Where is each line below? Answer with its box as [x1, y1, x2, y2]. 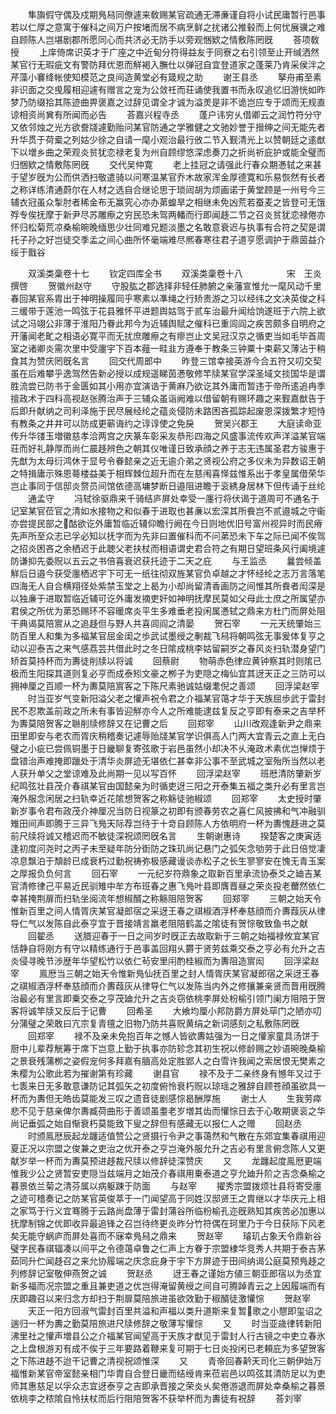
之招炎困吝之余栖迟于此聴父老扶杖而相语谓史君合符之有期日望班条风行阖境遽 [10, 543, 326, 554]
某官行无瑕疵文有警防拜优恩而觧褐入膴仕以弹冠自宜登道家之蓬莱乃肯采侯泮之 [10, 59, 326, 70]
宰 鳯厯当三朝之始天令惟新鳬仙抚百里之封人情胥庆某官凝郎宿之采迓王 [10, 968, 311, 979]
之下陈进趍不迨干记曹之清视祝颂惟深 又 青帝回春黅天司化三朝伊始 [10, 1355, 313, 1367]
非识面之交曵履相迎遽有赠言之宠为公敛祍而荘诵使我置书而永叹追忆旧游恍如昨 [10, 84, 326, 95]
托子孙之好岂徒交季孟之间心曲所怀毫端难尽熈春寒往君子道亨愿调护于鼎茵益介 [10, 234, 326, 245]
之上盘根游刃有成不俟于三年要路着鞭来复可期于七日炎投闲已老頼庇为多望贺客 [10, 1343, 326, 1354]
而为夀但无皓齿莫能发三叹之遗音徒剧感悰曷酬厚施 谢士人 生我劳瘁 [18, 1093, 322, 1104]
